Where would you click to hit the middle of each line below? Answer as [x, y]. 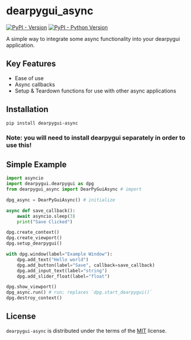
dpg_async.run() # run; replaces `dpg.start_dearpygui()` [79, 293]
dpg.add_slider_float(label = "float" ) [63, 276]
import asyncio [25, 178]
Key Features [31, 64]
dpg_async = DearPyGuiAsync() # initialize [61, 200]
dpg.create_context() [33, 233]
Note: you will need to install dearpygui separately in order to [96, 138]
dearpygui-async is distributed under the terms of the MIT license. [87, 331]
